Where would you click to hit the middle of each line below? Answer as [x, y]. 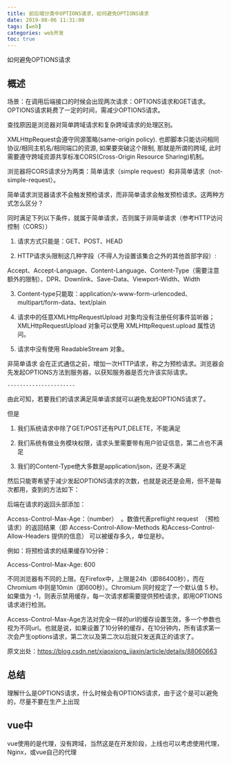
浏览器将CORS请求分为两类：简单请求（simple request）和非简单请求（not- [115, 171]
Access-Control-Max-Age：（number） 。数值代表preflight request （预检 [113, 519]
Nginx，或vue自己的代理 [42, 752]
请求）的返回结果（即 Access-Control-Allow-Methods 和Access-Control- [111, 527]
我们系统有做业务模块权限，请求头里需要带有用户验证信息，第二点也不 [117, 443]
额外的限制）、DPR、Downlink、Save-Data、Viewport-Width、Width [104, 279]
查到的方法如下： [55, 489]
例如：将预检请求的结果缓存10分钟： [59, 551]
